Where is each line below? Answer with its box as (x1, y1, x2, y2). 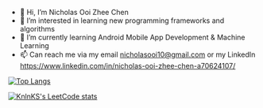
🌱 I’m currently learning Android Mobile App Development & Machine (19, 32, 246, 42)
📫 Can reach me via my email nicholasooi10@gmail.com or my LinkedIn (19, 50, 256, 59)
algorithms (19, 24, 56, 33)
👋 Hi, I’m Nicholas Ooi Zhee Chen (19, 8, 129, 17)
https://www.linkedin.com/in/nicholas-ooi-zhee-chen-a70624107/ (19, 61, 236, 70)
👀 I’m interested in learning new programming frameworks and (19, 16, 225, 25)
